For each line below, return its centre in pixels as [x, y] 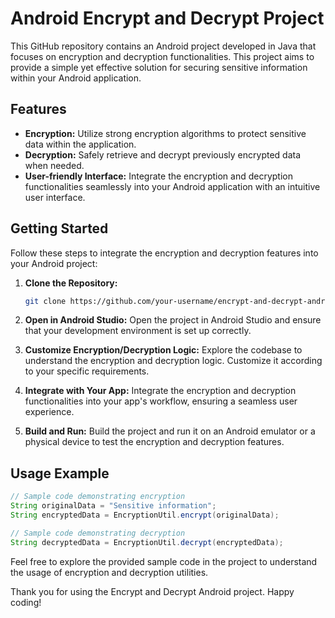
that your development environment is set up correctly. [138, 331]
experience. [49, 412]
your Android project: [54, 263]
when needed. [54, 165]
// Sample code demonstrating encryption [98, 497]
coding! [26, 602]
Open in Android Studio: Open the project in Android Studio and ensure [173, 320]
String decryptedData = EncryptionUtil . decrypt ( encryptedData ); [147, 542]
